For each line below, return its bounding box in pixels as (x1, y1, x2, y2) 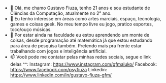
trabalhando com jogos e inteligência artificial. (10, 48, 107, 54)
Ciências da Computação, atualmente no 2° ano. (10, 10, 112, 16)
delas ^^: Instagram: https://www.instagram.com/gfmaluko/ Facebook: (10, 61, 157, 67)
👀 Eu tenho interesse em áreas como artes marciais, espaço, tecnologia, (10, 16, 161, 21)
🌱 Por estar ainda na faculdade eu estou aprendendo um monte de (10, 32, 150, 38)
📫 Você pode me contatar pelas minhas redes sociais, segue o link (10, 54, 151, 60)
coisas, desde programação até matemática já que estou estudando (10, 37, 153, 43)
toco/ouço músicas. (10, 26, 52, 33)
